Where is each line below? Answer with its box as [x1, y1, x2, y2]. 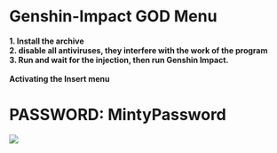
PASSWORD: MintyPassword [9, 105, 226, 125]
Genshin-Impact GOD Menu [9, 6, 218, 27]
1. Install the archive [9, 36, 84, 46]
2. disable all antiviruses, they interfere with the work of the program [9, 44, 268, 55]
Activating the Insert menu [9, 73, 110, 84]
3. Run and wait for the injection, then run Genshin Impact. [9, 54, 229, 65]
